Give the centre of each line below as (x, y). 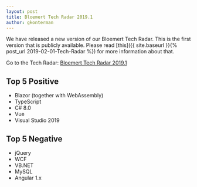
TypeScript (28, 102)
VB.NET (24, 165)
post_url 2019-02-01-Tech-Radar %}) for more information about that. (90, 52)
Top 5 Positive (33, 81)
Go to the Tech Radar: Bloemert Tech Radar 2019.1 (67, 63)
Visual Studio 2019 (37, 120)
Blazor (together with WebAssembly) (59, 96)
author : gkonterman (30, 22)
